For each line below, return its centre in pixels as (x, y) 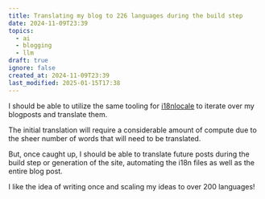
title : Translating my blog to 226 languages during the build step (126, 16)
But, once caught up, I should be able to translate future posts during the (129, 154)
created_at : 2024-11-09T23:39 (59, 75)
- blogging (34, 46)
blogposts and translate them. (58, 114)
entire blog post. (35, 171)
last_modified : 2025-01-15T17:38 (64, 83)
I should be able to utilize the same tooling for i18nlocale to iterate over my (132, 106)
